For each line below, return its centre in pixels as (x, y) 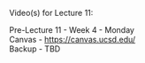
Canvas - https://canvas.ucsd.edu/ (72, 39)
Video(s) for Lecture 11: (51, 13)
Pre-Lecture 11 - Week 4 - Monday (72, 30)
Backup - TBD (35, 49)
